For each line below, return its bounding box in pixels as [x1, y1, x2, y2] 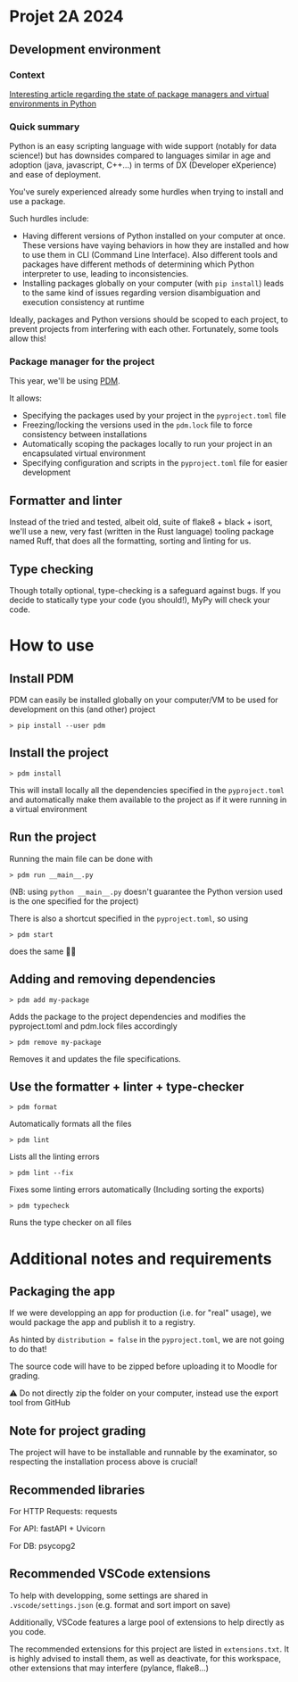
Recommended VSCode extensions [9, 1566, 211, 1581]
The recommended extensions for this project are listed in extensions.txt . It [9, 1644, 290, 1654]
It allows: [9, 393, 43, 403]
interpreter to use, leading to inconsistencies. [21, 269, 189, 279]
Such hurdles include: [9, 213, 89, 224]
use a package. [9, 196, 66, 207]
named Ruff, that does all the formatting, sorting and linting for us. [9, 535, 252, 546]
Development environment [9, 42, 161, 57]
